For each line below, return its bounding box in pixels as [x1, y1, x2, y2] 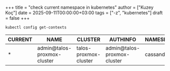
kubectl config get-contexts [5, 25, 67, 30]
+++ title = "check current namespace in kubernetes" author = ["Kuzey [5, 5, 154, 10]
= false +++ [5, 15, 30, 21]
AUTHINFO [109, 36, 137, 43]
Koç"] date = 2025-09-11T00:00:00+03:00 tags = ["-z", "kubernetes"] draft [5, 10, 163, 16]
